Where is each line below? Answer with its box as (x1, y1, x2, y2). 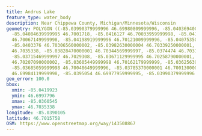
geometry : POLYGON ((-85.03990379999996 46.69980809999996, (6, 25, 161, 32)
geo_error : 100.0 (6, 76, 50, 82)
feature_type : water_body (6, 14, 71, 20)
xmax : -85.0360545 (11, 98, 58, 104)
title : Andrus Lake (6, 8, 55, 15)
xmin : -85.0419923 (11, 87, 58, 93)
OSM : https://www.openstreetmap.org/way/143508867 (6, 121, 136, 127)
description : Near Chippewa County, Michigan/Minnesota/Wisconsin (6, 20, 176, 26)
